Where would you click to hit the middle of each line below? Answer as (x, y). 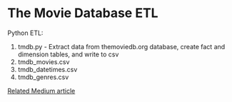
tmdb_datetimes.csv (47, 69)
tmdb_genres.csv (43, 77)
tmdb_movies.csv (44, 61)
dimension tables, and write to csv (68, 54)
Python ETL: (25, 33)
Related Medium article (41, 91)
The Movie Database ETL (83, 13)
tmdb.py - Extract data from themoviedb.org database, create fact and (121, 46)
